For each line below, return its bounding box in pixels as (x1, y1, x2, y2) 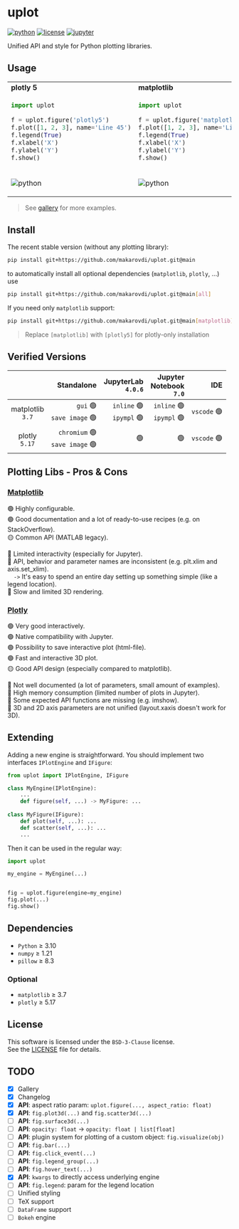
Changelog (17, 1092, 51, 1101)
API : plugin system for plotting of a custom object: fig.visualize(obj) (17, 1133, 225, 1141)
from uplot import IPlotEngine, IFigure (7, 771, 129, 779)
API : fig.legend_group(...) (17, 1157, 100, 1166)
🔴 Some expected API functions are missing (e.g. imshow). (7, 695, 179, 705)
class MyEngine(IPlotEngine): (7, 784, 97, 792)
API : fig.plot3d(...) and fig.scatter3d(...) (17, 1108, 152, 1117)
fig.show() (7, 903, 40, 910)
